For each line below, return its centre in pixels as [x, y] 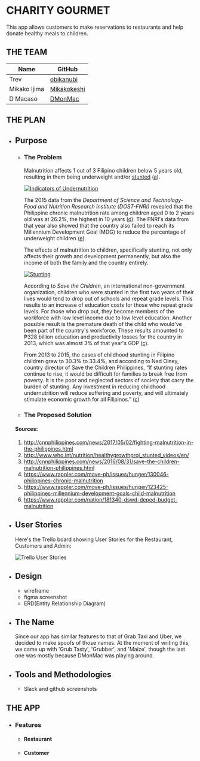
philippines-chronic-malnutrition [63, 481]
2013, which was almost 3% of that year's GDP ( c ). [86, 343]
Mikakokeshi [67, 89]
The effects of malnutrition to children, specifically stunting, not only [108, 250]
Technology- [168, 200]
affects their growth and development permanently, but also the [102, 256]
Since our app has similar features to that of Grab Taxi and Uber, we [98, 636]
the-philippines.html [48, 449]
